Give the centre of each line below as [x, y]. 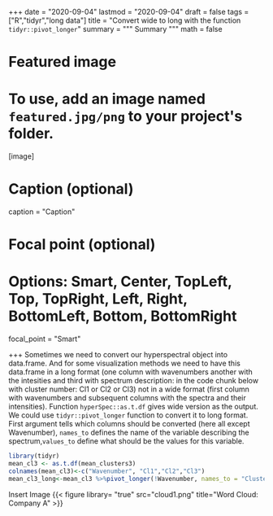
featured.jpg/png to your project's [126, 116]
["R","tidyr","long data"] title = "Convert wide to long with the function [125, 20]
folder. [31, 134]
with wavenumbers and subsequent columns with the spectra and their [127, 398]
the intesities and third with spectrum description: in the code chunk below [133, 381]
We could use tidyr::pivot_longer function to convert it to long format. [128, 415]
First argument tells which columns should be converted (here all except [129, 424]
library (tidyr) [34, 456]
